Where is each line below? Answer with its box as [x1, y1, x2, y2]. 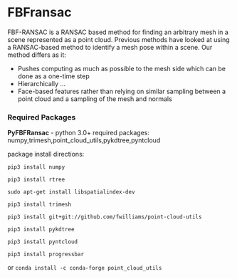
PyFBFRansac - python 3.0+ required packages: [7, 129, 150, 137]
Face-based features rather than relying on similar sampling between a [17, 87, 226, 95]
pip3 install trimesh [7, 201, 72, 209]
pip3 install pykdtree [7, 226, 75, 233]
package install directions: [7, 150, 85, 159]
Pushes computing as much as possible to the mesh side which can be [17, 64, 226, 73]
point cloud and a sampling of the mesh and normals [17, 94, 172, 103]
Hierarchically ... [17, 79, 66, 88]
